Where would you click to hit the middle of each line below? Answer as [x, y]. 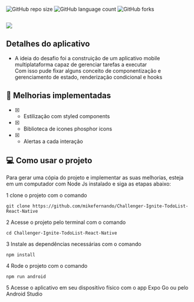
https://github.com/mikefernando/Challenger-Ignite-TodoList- [110, 206]
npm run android [26, 277]
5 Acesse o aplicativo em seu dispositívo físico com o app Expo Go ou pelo [97, 288]
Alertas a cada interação [53, 141]
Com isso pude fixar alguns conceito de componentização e [88, 70]
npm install [21, 255]
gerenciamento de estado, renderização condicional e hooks [88, 77]
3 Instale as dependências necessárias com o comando [74, 244]
